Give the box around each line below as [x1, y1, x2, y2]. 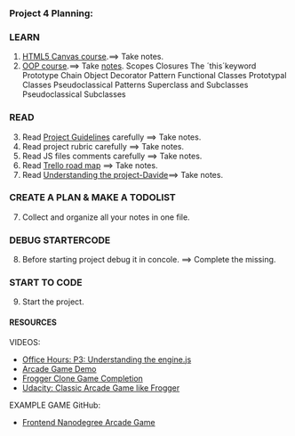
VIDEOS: [9, 336, 41, 347]
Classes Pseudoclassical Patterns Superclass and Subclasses [21, 79, 249, 91]
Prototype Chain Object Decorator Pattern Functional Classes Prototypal [21, 70, 287, 81]
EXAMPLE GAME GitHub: [9, 400, 100, 410]
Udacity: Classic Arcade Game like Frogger [21, 382, 180, 393]
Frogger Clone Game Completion [21, 373, 144, 384]
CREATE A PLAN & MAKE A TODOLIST [9, 191, 176, 204]
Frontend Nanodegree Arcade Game [21, 416, 155, 427]
